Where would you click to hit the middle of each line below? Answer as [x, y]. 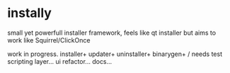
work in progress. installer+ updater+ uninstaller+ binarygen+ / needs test [115, 54]
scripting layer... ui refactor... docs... [60, 61]
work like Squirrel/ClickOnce [49, 40]
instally [29, 13]
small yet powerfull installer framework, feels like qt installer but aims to [112, 33]
